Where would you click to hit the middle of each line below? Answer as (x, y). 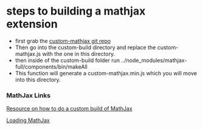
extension (32, 24)
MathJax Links (28, 95)
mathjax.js (28, 53)
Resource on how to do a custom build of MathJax (69, 109)
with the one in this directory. (79, 53)
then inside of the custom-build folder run (67, 60)
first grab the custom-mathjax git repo (63, 41)
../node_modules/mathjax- (154, 60)
